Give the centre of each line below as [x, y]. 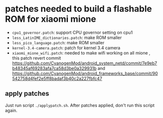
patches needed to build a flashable [78, 9]
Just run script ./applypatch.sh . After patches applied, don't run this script [80, 105]
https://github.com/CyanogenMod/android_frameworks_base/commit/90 [85, 73]
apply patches [27, 94]
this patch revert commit [37, 58]
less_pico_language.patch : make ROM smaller [58, 42]
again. [11, 110]
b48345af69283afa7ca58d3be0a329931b [54, 68]
